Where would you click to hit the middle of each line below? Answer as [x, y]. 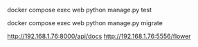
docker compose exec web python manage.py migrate [85, 23]
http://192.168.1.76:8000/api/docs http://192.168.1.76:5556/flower [99, 36]
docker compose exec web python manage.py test [80, 10]
